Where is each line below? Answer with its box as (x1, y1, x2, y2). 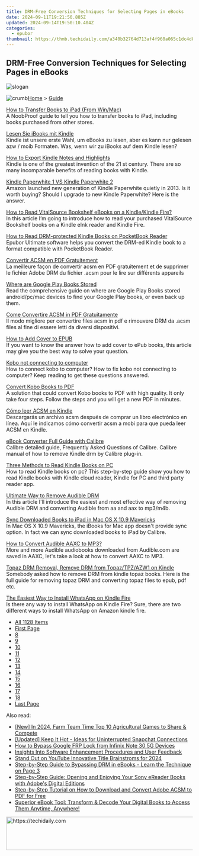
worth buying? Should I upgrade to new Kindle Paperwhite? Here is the (6, 191, 179, 198)
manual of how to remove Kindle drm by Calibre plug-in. (6, 450, 143, 457)
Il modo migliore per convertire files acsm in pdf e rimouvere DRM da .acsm (6, 317, 191, 324)
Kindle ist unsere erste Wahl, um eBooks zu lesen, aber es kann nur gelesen (6, 136, 191, 143)
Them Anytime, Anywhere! (14, 804, 80, 812)
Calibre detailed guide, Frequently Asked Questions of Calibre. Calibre (6, 443, 177, 450)
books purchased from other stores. (6, 118, 94, 125)
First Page (14, 625, 40, 632)
